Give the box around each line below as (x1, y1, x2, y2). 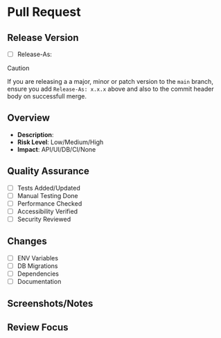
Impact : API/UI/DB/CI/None (17, 145, 96, 153)
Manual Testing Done (17, 191, 78, 199)
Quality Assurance (7, 166, 90, 177)
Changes (7, 235, 47, 247)
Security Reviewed (17, 215, 71, 223)
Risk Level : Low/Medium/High (17, 138, 104, 146)
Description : (17, 130, 54, 139)
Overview (7, 112, 51, 124)
